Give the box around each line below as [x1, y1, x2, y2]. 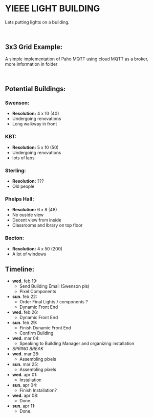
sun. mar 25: [12, 361, 38, 368]
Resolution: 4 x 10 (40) [12, 111, 60, 117]
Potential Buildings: [5, 85, 66, 93]
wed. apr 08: [12, 393, 39, 398]
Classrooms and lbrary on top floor [12, 222, 83, 228]
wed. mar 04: [12, 335, 40, 341]
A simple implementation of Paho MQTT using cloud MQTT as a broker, [5, 56, 149, 62]
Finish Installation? [19, 388, 57, 393]
